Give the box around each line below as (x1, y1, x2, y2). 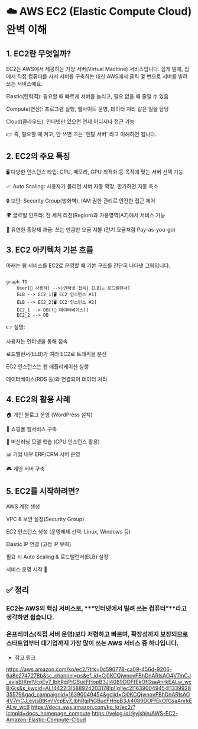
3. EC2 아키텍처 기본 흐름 (6, 245, 93, 255)
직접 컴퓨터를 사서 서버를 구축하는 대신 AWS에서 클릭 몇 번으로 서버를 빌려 (17, 73, 188, 80)
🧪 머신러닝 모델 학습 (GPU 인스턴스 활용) (6, 438, 100, 445)
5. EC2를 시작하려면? (6, 486, 80, 496)
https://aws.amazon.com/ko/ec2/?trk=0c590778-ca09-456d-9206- (6, 666, 173, 673)
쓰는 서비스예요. (6, 81, 43, 87)
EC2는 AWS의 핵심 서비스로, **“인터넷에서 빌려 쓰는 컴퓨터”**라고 (6, 604, 187, 612)
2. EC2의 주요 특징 (6, 152, 70, 162)
